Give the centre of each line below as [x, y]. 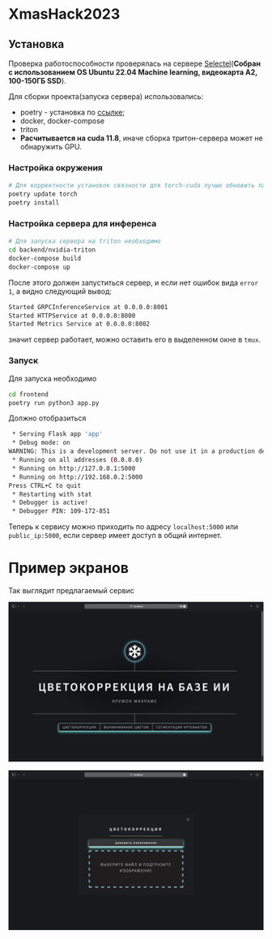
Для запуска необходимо [53, 378]
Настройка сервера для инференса [83, 223]
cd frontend [28, 394]
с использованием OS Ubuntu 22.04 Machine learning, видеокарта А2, [133, 72]
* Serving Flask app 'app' [57, 434]
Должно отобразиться [47, 418]
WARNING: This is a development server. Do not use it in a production [132, 451]
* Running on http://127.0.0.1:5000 [74, 468]
